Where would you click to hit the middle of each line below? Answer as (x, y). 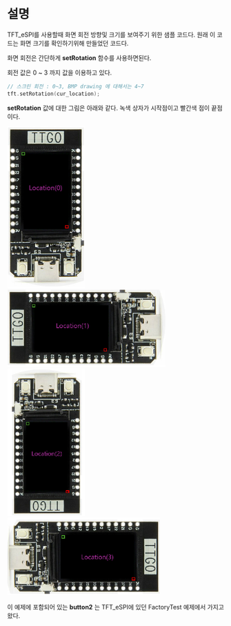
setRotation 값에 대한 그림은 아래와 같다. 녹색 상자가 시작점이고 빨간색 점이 (109, 108)
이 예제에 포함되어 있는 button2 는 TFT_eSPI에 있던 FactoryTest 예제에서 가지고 (115, 607)
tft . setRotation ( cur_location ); (53, 94)
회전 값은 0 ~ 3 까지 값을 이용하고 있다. (60, 72)
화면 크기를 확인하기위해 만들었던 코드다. (74, 43)
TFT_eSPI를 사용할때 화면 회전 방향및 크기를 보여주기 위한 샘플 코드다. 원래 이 (111, 35)
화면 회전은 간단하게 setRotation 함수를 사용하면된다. (79, 58)
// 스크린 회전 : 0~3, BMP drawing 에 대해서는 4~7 (76, 86)
